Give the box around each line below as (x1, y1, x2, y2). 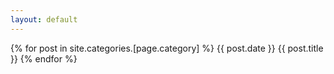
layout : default (10, 14, 78, 25)
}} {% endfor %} (10, 52, 78, 65)
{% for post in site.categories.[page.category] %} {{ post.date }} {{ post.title (10, 42, 324, 54)
